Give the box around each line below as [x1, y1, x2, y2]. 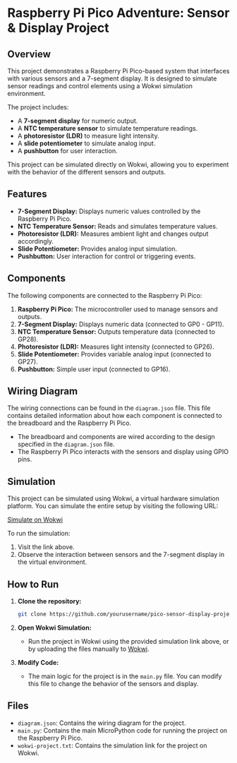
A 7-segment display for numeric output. [17, 116, 138, 125]
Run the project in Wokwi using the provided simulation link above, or [28, 637, 229, 645]
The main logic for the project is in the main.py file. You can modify [28, 672, 222, 680]
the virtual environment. [17, 558, 87, 566]
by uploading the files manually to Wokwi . [28, 644, 150, 653]
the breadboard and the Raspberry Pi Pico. [7, 419, 132, 428]
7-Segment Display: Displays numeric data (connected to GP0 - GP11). [17, 320, 224, 328]
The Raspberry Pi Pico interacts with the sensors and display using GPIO [17, 447, 229, 456]
